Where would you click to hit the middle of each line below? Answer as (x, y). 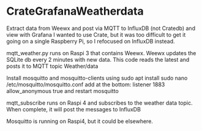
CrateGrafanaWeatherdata (75, 11)
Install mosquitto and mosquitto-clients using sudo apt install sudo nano (97, 78)
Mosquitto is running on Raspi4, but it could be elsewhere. (80, 121)
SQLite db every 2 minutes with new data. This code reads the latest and (98, 59)
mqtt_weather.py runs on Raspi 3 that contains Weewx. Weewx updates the (101, 53)
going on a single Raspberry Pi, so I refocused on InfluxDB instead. (91, 41)
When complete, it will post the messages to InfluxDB (73, 109)
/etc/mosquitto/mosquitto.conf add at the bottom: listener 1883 (86, 84)
